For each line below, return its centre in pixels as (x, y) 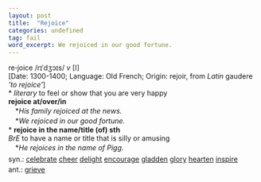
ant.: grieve (27, 170)
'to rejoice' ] (27, 85)
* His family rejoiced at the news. (68, 111)
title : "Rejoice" (39, 23)
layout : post (30, 15)
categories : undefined (46, 30)
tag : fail (25, 38)
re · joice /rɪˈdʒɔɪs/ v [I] (44, 68)
